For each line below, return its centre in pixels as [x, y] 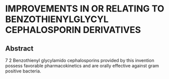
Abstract [19, 48]
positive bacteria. [23, 71]
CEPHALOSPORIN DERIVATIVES [73, 30]
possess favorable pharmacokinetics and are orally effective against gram [82, 66]
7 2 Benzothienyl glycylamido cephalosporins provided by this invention [80, 60]
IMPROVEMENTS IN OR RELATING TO [85, 9]
